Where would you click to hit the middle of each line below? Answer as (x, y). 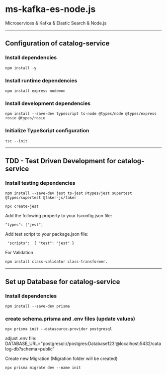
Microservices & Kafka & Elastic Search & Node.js (56, 23)
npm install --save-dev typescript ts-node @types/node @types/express (81, 114)
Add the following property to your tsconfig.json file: (59, 216)
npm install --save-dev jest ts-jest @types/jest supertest (69, 193)
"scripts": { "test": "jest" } (41, 243)
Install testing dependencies (40, 183)
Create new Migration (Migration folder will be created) (61, 359)
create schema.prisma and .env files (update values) (70, 319)
